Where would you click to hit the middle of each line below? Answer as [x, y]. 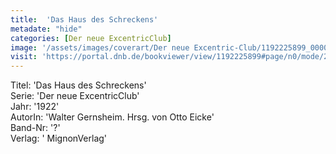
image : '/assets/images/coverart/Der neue [100, 47]
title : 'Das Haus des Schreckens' [84, 19]
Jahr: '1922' [35, 107]
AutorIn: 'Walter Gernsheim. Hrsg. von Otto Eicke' [112, 117]
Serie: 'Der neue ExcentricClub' [75, 96]
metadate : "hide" [46, 29]
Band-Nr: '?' [35, 128]
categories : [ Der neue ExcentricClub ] [91, 38]
